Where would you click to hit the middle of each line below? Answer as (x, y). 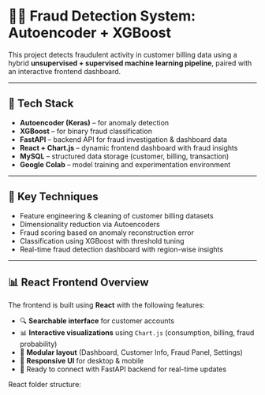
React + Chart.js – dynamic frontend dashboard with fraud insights (129, 147)
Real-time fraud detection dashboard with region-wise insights (121, 249)
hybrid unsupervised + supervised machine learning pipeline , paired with (130, 63)
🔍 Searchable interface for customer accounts (97, 321)
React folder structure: (45, 385)
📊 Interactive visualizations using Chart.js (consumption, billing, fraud (137, 333)
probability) (38, 344)
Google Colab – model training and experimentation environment (125, 164)
